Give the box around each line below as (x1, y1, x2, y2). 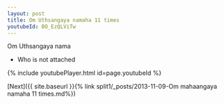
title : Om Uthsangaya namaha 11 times (7, 17, 120, 24)
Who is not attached (17, 55, 76, 64)
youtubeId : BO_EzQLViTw (7, 23, 77, 30)
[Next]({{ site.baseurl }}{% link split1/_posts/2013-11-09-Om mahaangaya (7, 83, 218, 91)
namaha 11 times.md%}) (7, 89, 77, 98)
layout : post (7, 10, 45, 17)
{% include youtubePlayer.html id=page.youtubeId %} (7, 69, 162, 77)
